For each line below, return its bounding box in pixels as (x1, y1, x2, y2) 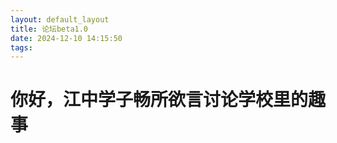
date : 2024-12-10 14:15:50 (10, 33, 123, 43)
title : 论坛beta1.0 (10, 24, 89, 34)
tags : (10, 42, 33, 53)
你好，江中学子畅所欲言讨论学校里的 (10, 89, 309, 111)
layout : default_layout (10, 14, 110, 25)
